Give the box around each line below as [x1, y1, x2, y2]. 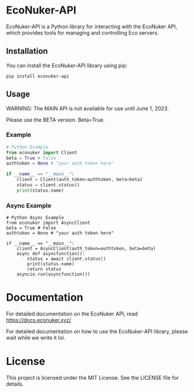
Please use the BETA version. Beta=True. [6, 116, 105, 123]
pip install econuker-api [6, 73, 69, 79]
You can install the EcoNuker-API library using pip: [6, 62, 128, 69]
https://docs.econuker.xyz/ [6, 317, 72, 324]
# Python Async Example [6, 215, 64, 221]
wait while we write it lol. [6, 334, 66, 341]
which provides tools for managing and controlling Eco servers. [6, 29, 159, 36]
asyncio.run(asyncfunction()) [16, 272, 91, 277]
